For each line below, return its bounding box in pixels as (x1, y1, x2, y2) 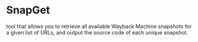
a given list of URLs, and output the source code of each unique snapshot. (6, 29, 188, 36)
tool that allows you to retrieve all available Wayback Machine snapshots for (6, 23, 192, 30)
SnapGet (6, 3, 51, 17)
